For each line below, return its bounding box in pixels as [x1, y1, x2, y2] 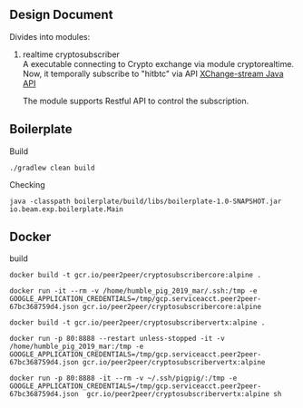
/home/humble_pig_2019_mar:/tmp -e [9, 342, 144, 352]
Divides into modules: [9, 31, 91, 42]
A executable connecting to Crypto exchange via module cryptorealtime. [22, 58, 295, 69]
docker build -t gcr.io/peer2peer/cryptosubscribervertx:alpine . [9, 318, 266, 327]
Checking [9, 179, 45, 189]
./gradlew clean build [9, 163, 95, 172]
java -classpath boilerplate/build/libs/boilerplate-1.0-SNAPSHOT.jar [9, 197, 282, 206]
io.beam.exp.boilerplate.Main [9, 204, 124, 214]
